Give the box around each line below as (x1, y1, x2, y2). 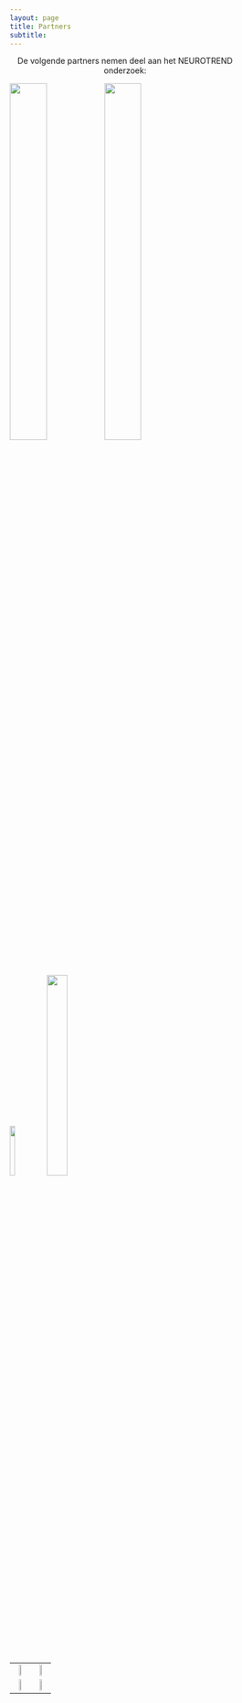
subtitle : (9, 30, 47, 39)
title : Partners (9, 22, 72, 31)
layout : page (9, 13, 59, 23)
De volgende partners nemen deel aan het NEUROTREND (16, 56, 234, 67)
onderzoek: (103, 65, 147, 76)
